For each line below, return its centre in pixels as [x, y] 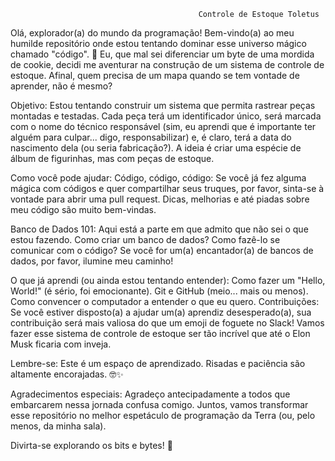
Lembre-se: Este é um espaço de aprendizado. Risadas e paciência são [158, 363]
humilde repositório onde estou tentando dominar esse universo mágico [158, 43]
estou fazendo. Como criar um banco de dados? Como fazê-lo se [145, 239]
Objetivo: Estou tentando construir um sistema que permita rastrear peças [163, 105]
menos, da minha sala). [58, 426]
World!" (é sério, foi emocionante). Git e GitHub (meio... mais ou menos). [159, 291]
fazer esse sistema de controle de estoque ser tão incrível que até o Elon [160, 333]
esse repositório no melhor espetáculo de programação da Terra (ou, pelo [163, 415]
